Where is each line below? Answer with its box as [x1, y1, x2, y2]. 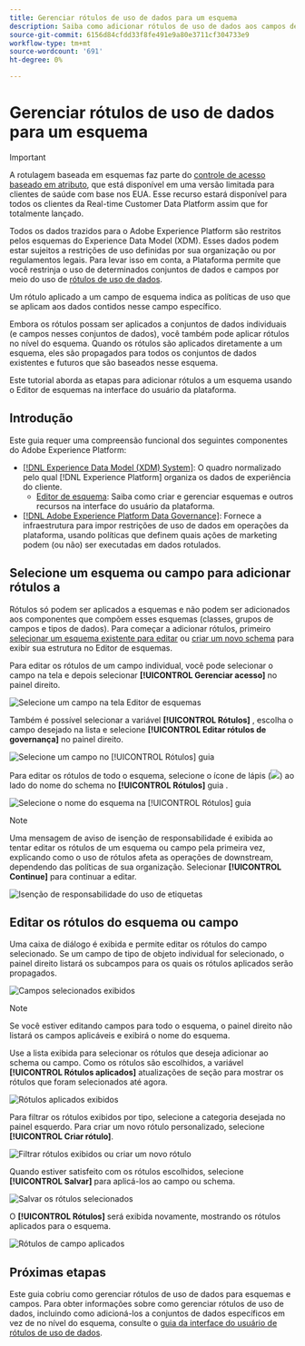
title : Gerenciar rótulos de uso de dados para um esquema [9, 13, 238, 23]
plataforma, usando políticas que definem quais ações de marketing [22, 529, 278, 540]
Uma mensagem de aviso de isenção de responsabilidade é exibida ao [9, 832, 274, 843]
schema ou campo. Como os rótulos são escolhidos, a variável [9, 1057, 244, 1068]
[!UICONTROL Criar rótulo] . [9, 1131, 113, 1142]
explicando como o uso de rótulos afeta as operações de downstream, [9, 851, 274, 862]
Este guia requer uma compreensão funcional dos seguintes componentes [9, 435, 289, 446]
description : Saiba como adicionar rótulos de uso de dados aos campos [9, 22, 286, 31]
